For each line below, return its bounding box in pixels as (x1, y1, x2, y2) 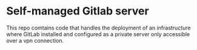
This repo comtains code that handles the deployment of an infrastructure (6, 24, 191, 31)
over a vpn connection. (6, 37, 64, 44)
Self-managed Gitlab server (6, 4, 150, 18)
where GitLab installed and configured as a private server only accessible (6, 30, 190, 37)
